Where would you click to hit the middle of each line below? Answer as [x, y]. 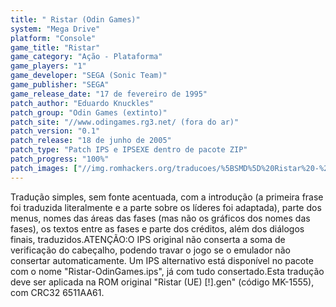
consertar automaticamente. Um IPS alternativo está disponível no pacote [162, 260]
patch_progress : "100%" [60, 159]
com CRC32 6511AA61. [57, 292]
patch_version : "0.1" [55, 131]
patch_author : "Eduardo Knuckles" [82, 103]
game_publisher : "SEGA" [60, 85]
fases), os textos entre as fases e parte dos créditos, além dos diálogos [157, 228]
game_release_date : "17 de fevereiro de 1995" [109, 94]
